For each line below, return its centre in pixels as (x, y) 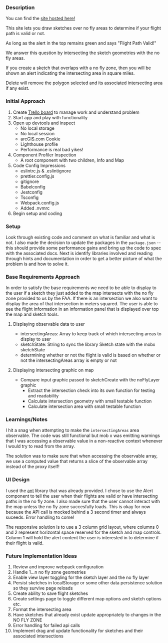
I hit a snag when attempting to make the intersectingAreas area (72, 431)
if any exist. (17, 88)
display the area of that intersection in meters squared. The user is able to (82, 304)
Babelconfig (33, 186)
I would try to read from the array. (40, 446)
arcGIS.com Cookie (40, 139)
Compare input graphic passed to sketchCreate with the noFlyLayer (90, 380)
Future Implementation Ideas (41, 556)
